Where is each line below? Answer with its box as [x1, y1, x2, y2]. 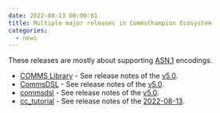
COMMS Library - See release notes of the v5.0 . [19, 71, 179, 80]
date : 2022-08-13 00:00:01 [8, 11, 98, 20]
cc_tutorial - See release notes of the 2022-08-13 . [19, 96, 185, 106]
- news [15, 33, 37, 42]
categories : [8, 26, 48, 34]
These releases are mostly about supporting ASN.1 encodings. [8, 56, 213, 65]
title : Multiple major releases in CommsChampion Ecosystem [8, 19, 213, 27]
